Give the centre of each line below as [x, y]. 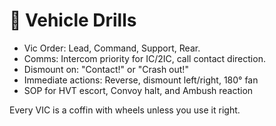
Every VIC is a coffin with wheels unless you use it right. [125, 110]
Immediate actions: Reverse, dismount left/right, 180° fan [141, 80]
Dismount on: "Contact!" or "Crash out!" [106, 69]
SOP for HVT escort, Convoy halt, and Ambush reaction [138, 90]
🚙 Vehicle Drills [73, 20]
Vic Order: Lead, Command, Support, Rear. [112, 48]
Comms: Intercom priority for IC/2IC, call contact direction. [144, 58]
